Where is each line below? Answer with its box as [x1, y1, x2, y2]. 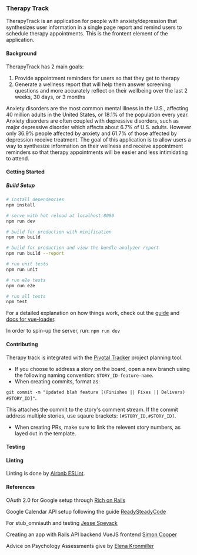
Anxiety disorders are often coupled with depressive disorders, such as [6, 117, 179, 124]
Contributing [6, 340, 38, 347]
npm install [6, 202, 35, 208]
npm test [6, 299, 28, 305]
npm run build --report [6, 251, 65, 257]
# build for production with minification [6, 229, 112, 235]
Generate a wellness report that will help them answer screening [14, 81, 171, 88]
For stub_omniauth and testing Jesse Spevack [6, 519, 118, 526]
